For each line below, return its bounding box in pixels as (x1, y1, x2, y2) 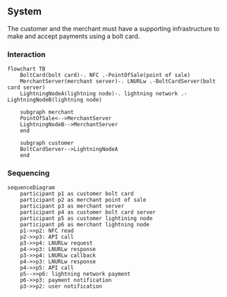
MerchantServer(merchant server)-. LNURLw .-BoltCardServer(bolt (20, 78, 216, 85)
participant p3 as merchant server (20, 202, 125, 210)
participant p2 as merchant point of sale (20, 197, 147, 204)
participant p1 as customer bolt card (20, 190, 134, 198)
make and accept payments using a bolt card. (7, 32, 140, 40)
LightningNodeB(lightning (7, 97, 83, 104)
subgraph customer (20, 140, 74, 147)
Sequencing (7, 169, 50, 178)
